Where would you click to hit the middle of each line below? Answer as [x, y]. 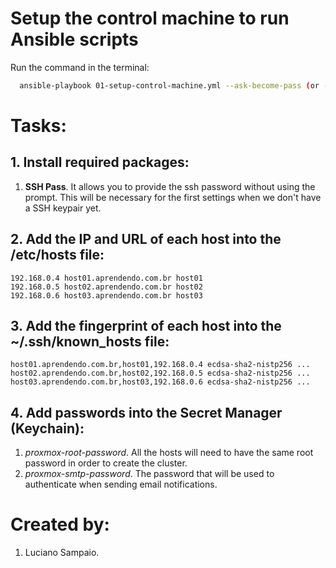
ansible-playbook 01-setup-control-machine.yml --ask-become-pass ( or [169, 85]
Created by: [60, 524]
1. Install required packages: [100, 162]
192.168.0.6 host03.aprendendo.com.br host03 [106, 295]
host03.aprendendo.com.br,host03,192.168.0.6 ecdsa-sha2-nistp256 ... [160, 382]
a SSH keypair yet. [63, 208]
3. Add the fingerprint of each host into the [146, 326]
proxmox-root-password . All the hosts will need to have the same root [169, 453]
